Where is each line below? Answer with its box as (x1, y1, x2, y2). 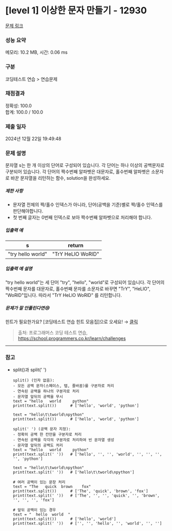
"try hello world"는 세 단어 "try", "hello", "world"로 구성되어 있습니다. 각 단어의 (5, 280, 165, 286)
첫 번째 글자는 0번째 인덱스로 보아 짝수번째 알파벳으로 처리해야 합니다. (12, 215, 153, 221)
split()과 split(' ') (12, 367, 47, 373)
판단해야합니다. (12, 208, 44, 214)
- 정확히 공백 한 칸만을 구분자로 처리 (12, 432, 82, 437)
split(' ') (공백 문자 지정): (12, 426, 71, 432)
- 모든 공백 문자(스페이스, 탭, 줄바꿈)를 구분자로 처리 (12, 383, 114, 388)
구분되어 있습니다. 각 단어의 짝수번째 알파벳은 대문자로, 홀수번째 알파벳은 (5, 168, 150, 175)
